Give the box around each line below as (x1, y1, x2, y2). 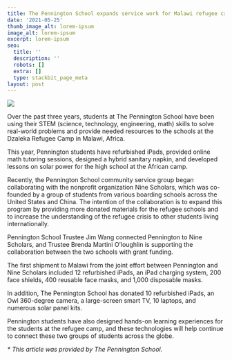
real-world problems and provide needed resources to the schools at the (7, 127, 214, 135)
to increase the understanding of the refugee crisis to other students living (7, 212, 219, 221)
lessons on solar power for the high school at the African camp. (7, 163, 188, 171)
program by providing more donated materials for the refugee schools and (7, 205, 219, 214)
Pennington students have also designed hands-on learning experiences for (7, 317, 223, 326)
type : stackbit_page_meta (13, 74, 88, 81)
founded (7, 190, 32, 199)
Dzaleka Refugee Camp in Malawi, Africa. (7, 134, 126, 143)
